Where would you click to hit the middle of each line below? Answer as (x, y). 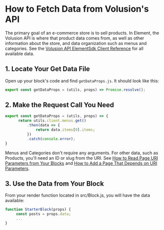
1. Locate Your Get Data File (47, 69)
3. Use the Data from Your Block (55, 183)
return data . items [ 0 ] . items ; (66, 130)
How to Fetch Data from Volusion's (77, 9)
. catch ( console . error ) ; (51, 139)
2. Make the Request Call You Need (59, 105)
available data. (20, 53)
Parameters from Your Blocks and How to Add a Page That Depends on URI (81, 163)
